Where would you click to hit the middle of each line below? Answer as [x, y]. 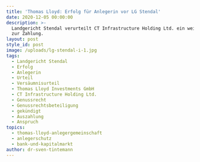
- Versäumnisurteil [36, 84]
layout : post [22, 39]
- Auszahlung [28, 116]
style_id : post [25, 45]
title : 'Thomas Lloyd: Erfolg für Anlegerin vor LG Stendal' [84, 12]
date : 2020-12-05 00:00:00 [40, 17]
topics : [16, 128]
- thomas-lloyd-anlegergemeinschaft [57, 133]
